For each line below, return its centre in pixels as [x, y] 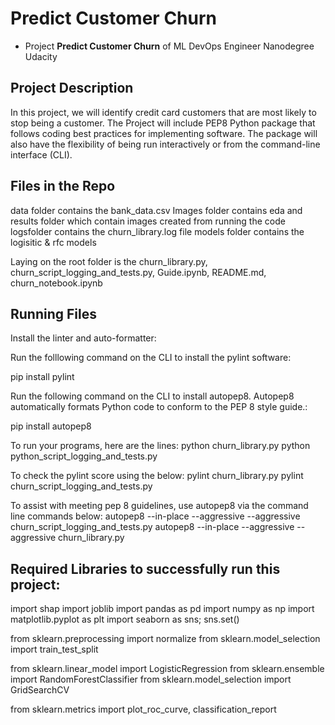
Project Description [72, 88]
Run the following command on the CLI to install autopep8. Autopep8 [152, 396]
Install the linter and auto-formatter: [83, 338]
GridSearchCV [40, 690]
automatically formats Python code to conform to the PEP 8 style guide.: [159, 407]
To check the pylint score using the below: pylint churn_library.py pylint [157, 476]
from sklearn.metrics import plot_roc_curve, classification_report [143, 709]
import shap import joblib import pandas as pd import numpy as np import [162, 609]
